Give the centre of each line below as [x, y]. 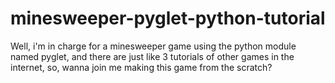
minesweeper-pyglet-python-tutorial [168, 18]
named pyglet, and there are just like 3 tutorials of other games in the [152, 56]
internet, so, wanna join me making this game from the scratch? [141, 67]
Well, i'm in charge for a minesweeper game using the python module [153, 46]
